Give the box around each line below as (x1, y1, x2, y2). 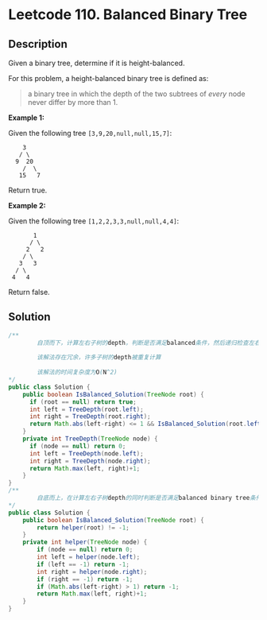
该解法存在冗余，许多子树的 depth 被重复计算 (37, 354, 161, 362)
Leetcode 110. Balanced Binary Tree (8, 6, 248, 24)
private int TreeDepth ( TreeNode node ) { (22, 435, 158, 443)
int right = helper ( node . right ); (37, 568, 148, 575)
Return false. (8, 288, 50, 296)
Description (8, 37, 68, 51)
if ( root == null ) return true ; (29, 397, 137, 406)
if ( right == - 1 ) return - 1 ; (37, 575, 133, 583)
